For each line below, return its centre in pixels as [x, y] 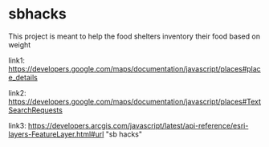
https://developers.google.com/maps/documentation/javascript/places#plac [134, 68]
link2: [17, 92]
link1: [17, 60]
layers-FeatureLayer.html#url [56, 134]
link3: [17, 125]
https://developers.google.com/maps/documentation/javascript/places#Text [135, 101]
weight [20, 44]
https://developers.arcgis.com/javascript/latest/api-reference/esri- [138, 125]
